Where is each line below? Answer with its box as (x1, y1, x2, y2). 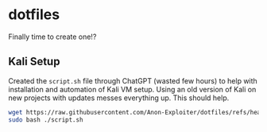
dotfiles (8, 6, 60, 24)
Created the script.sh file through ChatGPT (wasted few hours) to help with (8, 76, 258, 85)
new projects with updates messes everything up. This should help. (8, 93, 230, 103)
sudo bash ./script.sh (8, 115, 83, 124)
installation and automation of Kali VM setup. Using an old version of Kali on (8, 84, 257, 94)
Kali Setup (8, 55, 60, 68)
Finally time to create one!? (8, 32, 97, 41)
